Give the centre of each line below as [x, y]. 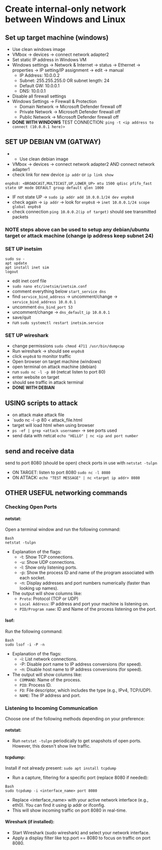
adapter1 [21, 169]
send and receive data [40, 451]
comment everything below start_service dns [59, 291]
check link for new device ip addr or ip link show [63, 175]
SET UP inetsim [24, 249]
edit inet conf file [29, 281]
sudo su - [15, 259]
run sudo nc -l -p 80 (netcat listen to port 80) [59, 372]
